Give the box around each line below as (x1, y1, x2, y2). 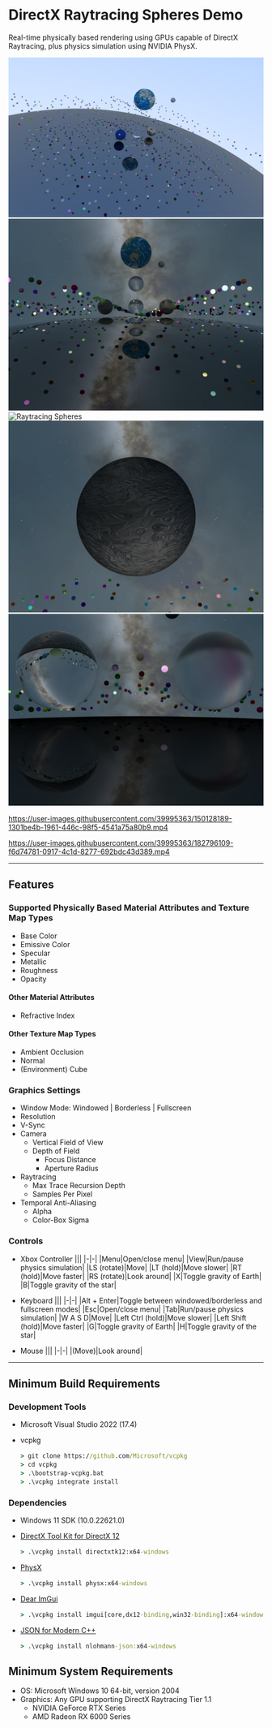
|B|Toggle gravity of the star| (19, 1280, 117, 1290)
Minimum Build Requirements (8, 1377, 160, 1391)
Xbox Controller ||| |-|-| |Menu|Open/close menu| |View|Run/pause (19, 1254, 244, 1264)
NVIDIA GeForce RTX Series (32, 1703, 126, 1713)
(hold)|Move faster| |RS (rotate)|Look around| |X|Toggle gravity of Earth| (19, 1271, 261, 1281)
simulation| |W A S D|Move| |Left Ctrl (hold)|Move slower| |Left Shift (19, 1312, 247, 1322)
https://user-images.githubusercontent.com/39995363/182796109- (8, 838, 234, 847)
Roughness (19, 965, 58, 975)
